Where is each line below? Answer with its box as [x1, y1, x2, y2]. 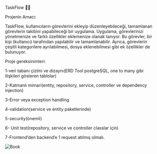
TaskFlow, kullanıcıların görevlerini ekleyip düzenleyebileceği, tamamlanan [5, 23, 153, 29]
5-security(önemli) [5, 116, 43, 121]
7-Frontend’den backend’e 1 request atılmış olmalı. [5, 135, 105, 140]
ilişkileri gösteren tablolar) [5, 73, 57, 78]
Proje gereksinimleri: [5, 59, 46, 64]
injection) [5, 88, 24, 93]
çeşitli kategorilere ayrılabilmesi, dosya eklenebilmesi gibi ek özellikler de [5, 44, 151, 49]
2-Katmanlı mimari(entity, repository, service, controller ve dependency [5, 82, 147, 88]
